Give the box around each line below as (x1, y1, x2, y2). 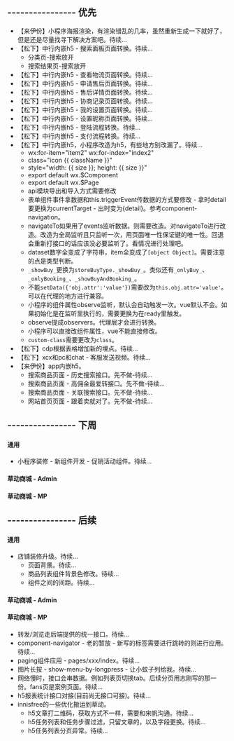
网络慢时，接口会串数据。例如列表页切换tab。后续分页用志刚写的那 (17, 674, 211, 682)
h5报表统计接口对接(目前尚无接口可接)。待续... (17, 691, 152, 700)
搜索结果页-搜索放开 (27, 62, 87, 70)
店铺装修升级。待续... (17, 552, 78, 561)
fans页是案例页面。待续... (29, 682, 103, 691)
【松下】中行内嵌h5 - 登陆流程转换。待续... (17, 123, 141, 131)
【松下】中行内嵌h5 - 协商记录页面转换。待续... (17, 97, 153, 105)
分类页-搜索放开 (27, 53, 75, 61)
